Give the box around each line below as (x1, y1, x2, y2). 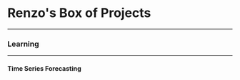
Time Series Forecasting (7, 64, 82, 72)
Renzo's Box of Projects (7, 5, 151, 21)
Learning (7, 39, 39, 49)
